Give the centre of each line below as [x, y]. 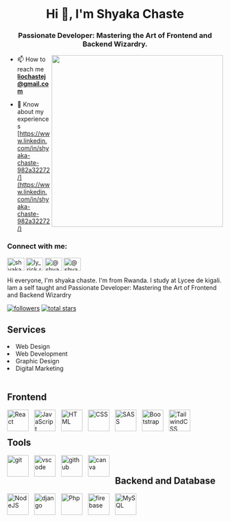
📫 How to [31, 59]
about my [30, 112]
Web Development [42, 354]
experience [33, 119]
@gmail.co [33, 84]
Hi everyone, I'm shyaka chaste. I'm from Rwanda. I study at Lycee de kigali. [114, 280]
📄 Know [28, 104]
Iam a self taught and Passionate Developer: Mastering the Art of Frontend [112, 287]
